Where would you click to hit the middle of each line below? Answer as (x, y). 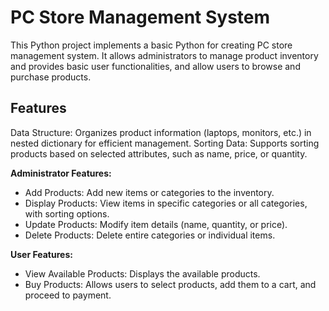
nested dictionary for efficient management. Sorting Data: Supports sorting (165, 143)
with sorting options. (67, 213)
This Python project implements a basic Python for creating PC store (151, 45)
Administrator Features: (61, 173)
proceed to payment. (68, 295)
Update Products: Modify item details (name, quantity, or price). (156, 224)
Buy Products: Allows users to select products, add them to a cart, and (170, 284)
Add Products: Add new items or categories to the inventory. (149, 192)
